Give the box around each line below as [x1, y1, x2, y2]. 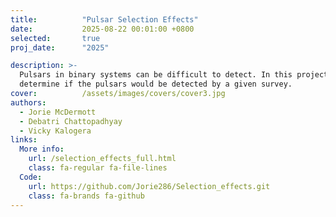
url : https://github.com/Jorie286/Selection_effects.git [28, 181, 271, 191]
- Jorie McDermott [19, 107, 97, 117]
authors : [10, 97, 47, 108]
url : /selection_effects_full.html [28, 154, 177, 164]
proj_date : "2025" [10, 42, 110, 53]
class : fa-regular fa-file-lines [28, 163, 168, 173]
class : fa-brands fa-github [28, 191, 145, 201]
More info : [19, 144, 65, 155]
